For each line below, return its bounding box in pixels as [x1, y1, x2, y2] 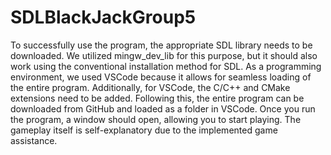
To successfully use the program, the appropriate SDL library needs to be [10, 39, 313, 51]
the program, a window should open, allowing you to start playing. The [10, 113, 302, 125]
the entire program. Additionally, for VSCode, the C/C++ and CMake [10, 81, 291, 93]
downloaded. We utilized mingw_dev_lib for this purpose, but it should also [10, 49, 318, 61]
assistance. [10, 134, 58, 146]
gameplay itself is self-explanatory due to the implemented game [10, 124, 278, 136]
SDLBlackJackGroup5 [10, 6, 197, 29]
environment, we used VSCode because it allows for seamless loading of [10, 71, 312, 83]
